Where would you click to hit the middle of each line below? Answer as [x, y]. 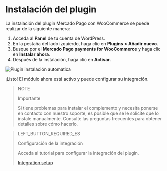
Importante [29, 98]
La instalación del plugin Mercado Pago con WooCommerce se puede [77, 23]
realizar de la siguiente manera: [38, 28]
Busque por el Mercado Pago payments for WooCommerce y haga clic [87, 49]
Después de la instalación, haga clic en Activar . [62, 59]
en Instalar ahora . [31, 54]
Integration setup [35, 163]
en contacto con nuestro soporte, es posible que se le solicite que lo [88, 113]
